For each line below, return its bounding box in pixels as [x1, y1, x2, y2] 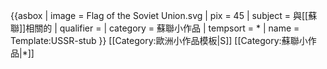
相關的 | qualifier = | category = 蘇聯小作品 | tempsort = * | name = [25, 22, 300, 34]
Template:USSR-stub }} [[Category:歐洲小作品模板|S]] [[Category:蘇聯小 [10, 35, 308, 46]
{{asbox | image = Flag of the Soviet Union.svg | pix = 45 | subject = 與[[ [10, 10, 309, 21]
